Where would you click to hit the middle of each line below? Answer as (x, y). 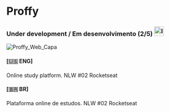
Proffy (23, 11)
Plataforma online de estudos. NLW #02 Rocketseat (72, 103)
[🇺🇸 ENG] (20, 61)
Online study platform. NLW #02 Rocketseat (62, 75)
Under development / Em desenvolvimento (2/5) (80, 34)
